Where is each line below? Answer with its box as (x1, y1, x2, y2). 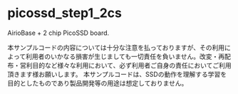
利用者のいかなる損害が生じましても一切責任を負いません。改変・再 (25, 52, 225, 61)
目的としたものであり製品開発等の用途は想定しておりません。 (7, 78, 188, 87)
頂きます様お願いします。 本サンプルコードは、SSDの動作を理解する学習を (7, 70, 227, 78)
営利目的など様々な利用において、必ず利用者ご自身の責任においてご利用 (19, 61, 232, 69)
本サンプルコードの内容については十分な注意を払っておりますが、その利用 (7, 43, 225, 51)
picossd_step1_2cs (7, 5, 123, 21)
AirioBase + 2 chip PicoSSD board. (7, 28, 110, 37)
